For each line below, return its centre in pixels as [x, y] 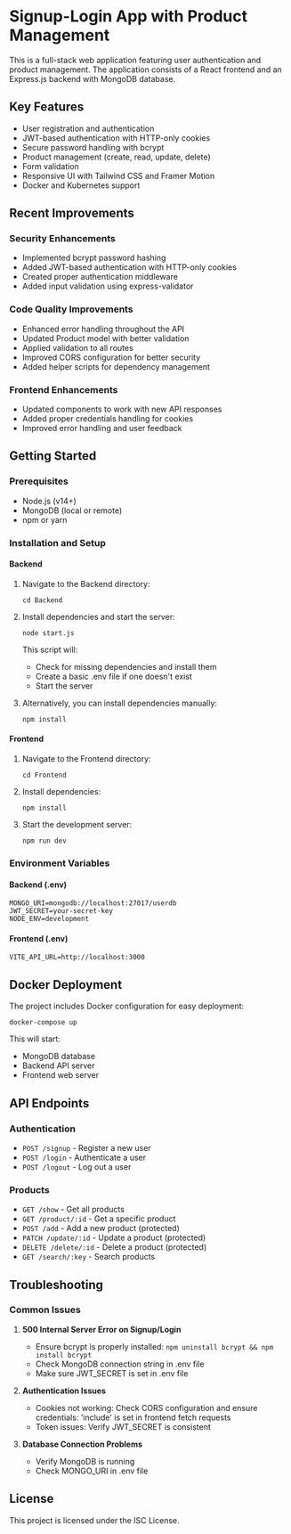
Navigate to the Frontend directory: [86, 759]
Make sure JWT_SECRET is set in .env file [112, 1373]
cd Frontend [44, 775]
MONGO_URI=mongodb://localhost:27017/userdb [93, 903]
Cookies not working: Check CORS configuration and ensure [146, 1408]
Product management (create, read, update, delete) [116, 157]
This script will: [50, 649]
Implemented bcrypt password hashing [94, 258]
